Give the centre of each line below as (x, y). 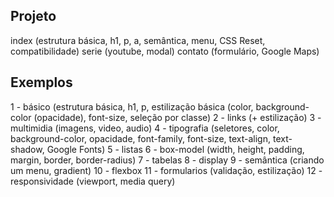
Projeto (33, 16)
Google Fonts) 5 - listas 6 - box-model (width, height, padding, (175, 149)
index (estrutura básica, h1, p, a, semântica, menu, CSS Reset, (138, 40)
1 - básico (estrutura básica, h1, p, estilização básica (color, (132, 106)
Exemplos (41, 82)
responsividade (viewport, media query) (93, 181)
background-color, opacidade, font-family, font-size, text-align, (141, 138)
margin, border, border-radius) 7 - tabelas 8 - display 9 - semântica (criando (167, 160)
